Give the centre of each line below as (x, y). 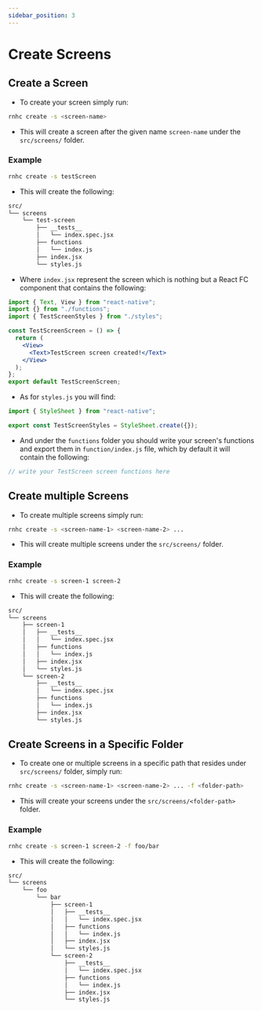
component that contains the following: (83, 288)
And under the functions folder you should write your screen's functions (137, 440)
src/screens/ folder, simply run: (71, 771)
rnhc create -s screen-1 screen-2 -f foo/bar (84, 846)
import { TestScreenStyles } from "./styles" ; (86, 317)
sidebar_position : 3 (42, 15)
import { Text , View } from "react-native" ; (82, 302)
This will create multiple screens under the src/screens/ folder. (121, 544)
